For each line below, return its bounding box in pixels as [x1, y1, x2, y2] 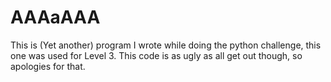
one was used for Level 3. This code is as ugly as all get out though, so [10, 49, 303, 61]
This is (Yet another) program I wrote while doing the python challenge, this [10, 39, 322, 51]
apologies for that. [10, 60, 86, 72]
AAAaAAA [10, 6, 101, 29]
